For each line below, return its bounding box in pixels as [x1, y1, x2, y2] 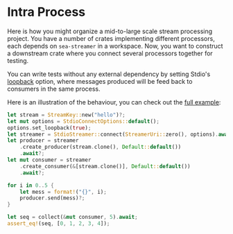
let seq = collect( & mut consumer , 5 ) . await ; [7, 214, 138, 221]
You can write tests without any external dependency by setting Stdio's [7, 70, 211, 78]
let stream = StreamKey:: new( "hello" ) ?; [7, 111, 126, 118]
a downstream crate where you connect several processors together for [7, 49, 213, 57]
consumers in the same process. [7, 84, 101, 93]
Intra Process [7, 4, 86, 20]
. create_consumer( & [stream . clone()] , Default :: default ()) [19, 163, 191, 170]
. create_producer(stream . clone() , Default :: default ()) [19, 143, 182, 151]
